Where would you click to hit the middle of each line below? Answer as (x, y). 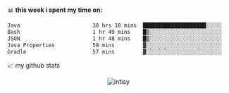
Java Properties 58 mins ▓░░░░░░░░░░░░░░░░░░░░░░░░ (114, 45)
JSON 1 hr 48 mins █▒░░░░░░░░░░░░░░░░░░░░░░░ (114, 38)
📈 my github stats (34, 66)
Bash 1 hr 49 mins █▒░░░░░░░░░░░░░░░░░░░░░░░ (114, 32)
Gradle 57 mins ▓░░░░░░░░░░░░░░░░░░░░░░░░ (114, 51)
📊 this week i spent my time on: (55, 10)
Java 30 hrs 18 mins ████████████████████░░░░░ (114, 25)
